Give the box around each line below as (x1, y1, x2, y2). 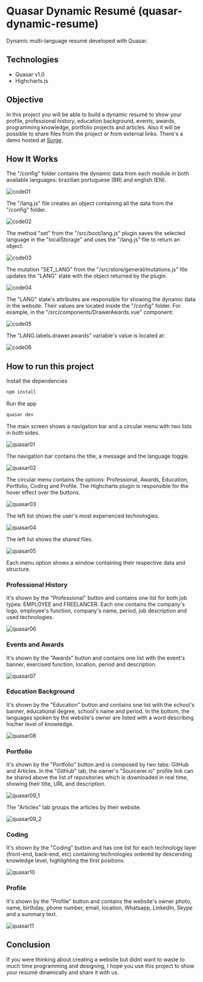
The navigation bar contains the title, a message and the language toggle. (6, 452, 190, 460)
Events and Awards (6, 640, 65, 649)
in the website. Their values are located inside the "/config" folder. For (6, 302, 181, 310)
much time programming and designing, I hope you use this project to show (6, 962, 195, 969)
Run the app (6, 400, 37, 408)
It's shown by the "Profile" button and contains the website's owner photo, (6, 897, 192, 905)
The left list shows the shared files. (6, 535, 94, 542)
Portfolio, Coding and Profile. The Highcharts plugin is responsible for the (6, 482, 189, 489)
